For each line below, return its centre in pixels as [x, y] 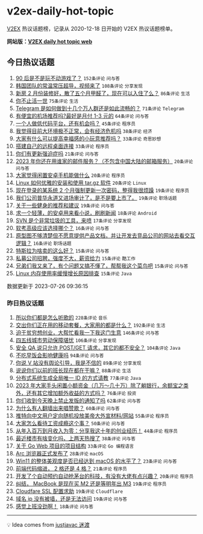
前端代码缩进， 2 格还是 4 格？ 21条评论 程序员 [71, 469]
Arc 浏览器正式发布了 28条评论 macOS [60, 454]
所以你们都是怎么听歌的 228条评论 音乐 [61, 318]
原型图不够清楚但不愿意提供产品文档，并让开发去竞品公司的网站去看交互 [105, 235]
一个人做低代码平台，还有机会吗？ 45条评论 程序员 [76, 123]
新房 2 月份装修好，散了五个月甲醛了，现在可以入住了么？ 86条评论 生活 [103, 93]
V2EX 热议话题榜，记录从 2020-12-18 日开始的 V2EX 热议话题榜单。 [92, 28]
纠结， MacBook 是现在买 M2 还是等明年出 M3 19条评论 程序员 [91, 484]
